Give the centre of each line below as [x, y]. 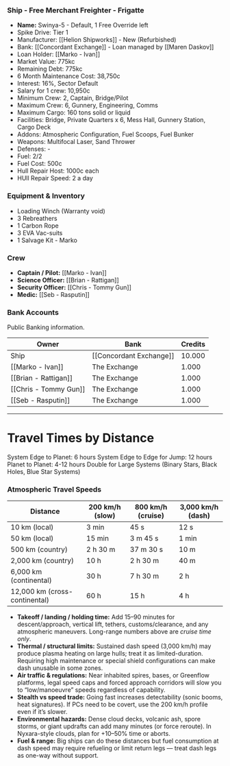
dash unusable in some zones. [60, 668]
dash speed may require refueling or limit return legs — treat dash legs [117, 748]
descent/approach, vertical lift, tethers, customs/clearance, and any [113, 624]
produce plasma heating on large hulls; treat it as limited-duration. [110, 654]
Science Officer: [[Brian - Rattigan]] [68, 280]
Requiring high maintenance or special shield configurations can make [116, 661]
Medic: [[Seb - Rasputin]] [53, 294]
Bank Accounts [33, 312]
